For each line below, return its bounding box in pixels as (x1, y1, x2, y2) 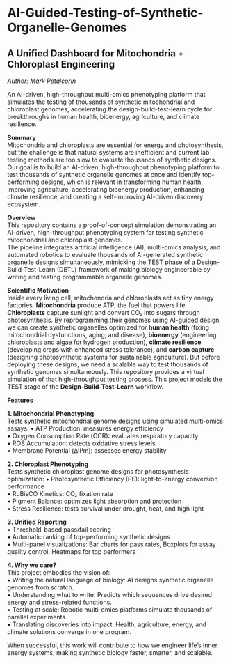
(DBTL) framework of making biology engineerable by (56, 265, 211, 273)
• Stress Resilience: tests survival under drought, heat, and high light (7, 504, 204, 513)
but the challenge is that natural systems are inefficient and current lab (7, 148, 210, 156)
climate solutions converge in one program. (7, 628, 132, 635)
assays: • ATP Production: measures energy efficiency (7, 424, 163, 433)
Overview (7, 214, 36, 222)
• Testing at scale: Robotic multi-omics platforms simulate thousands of (7, 605, 213, 614)
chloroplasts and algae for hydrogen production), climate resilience (7, 338, 202, 346)
